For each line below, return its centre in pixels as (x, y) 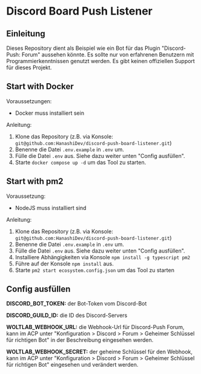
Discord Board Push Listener (79, 11)
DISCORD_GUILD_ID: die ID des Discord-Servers (67, 315)
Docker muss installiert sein (50, 113)
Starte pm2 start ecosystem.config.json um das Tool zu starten (94, 270)
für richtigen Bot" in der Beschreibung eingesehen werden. (80, 340)
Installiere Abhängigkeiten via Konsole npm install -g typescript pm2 (103, 257)
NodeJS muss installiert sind (51, 208)
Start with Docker (40, 87)
